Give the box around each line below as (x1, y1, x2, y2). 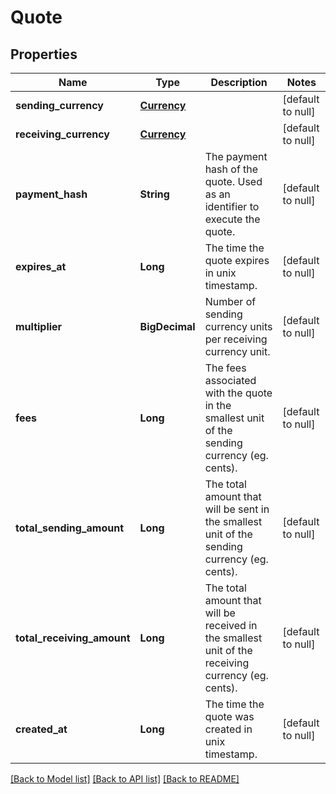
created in (204, 722, 253, 736)
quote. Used (204, 175, 263, 188)
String (139, 187, 170, 201)
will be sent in (204, 502, 270, 516)
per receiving (204, 332, 268, 346)
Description (210, 76, 268, 89)
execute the (204, 212, 261, 226)
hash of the (204, 162, 259, 176)
